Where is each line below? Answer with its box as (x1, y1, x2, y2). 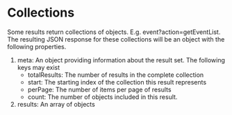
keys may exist (17, 63, 60, 71)
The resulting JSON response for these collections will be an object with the (7, 35, 225, 43)
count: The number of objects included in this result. (27, 92, 178, 101)
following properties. (7, 42, 67, 51)
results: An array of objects (17, 100, 95, 108)
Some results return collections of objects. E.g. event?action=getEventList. (7, 28, 221, 36)
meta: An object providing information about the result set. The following (17, 55, 226, 64)
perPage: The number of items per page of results (27, 85, 172, 94)
